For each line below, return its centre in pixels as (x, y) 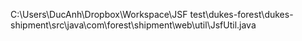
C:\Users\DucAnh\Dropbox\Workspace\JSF (99, 14)
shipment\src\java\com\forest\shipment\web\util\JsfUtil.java (133, 25)
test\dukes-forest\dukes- (241, 14)
